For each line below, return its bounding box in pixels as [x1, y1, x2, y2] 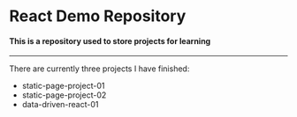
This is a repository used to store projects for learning [9, 35, 211, 46]
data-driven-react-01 [21, 99, 99, 110]
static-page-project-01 [21, 81, 105, 91]
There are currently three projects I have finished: [9, 63, 190, 74]
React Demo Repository [9, 6, 187, 26]
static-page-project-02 [21, 90, 107, 100]
